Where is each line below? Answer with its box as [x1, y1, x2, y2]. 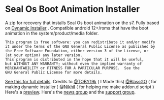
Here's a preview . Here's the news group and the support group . [5, 89, 136, 95]
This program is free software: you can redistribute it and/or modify [5, 39, 155, 45]
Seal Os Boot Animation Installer [5, 3, 140, 15]
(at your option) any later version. [5, 53, 83, 58]
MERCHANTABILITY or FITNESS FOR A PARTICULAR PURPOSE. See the [5, 66, 140, 70]
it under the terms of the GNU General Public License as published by [5, 44, 155, 49]
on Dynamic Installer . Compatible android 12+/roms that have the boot [5, 25, 149, 31]
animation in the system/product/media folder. [5, 30, 99, 36]
